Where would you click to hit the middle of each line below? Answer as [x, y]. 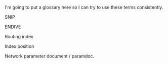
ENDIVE [13, 27]
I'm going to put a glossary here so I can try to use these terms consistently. [84, 7]
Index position [19, 46]
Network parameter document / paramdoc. [50, 56]
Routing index [19, 37]
